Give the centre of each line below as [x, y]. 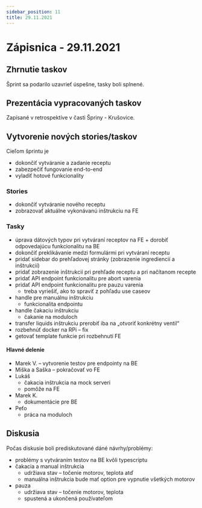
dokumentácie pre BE [51, 402]
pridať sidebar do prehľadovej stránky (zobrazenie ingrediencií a [95, 259]
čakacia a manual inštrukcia [49, 466]
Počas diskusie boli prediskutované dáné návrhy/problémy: [80, 448]
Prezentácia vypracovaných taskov [74, 103]
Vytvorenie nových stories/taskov [72, 137]
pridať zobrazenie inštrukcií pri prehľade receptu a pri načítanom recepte [106, 272]
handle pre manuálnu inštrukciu [54, 297]
